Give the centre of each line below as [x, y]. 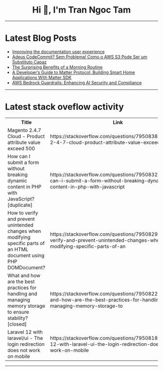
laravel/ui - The [25, 338]
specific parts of [26, 243]
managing [19, 300]
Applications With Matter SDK [42, 77]
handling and [22, 294]
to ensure [18, 312]
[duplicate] [20, 205]
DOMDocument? [26, 267]
